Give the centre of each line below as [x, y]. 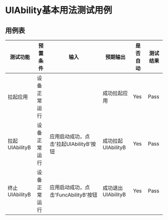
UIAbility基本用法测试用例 [59, 10]
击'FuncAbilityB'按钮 [73, 195]
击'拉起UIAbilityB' [70, 144]
